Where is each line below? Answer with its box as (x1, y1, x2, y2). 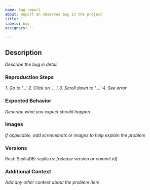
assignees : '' (5, 26, 35, 31)
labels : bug (5, 21, 30, 26)
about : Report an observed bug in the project (5, 12, 103, 17)
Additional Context (5, 168, 51, 175)
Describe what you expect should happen (5, 108, 90, 114)
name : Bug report (5, 7, 41, 12)
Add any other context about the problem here (5, 179, 100, 186)
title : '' (5, 16, 26, 21)
